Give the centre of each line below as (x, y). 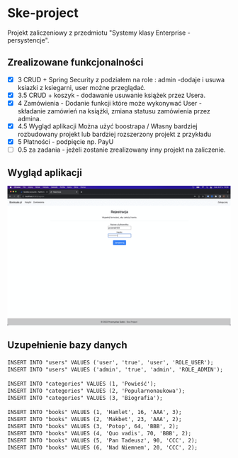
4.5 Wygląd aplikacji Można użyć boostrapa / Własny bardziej (107, 126)
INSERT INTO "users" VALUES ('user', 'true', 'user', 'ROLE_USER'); (110, 362)
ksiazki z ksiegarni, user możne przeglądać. (82, 87)
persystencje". (28, 40)
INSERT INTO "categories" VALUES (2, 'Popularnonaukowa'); (96, 391)
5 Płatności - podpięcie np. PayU (66, 142)
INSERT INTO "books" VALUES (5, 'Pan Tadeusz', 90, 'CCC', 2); (103, 440)
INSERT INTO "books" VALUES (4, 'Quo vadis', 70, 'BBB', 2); (100, 433)
